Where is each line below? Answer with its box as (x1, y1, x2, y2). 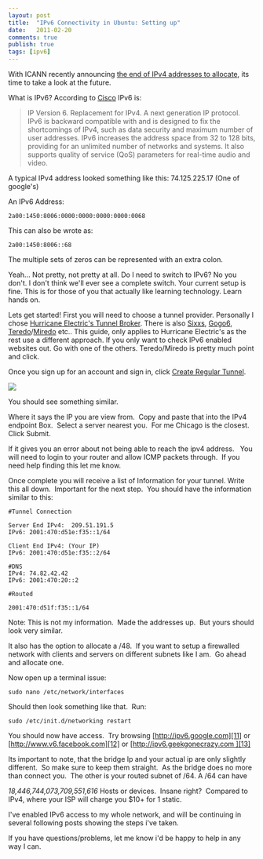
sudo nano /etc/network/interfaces (8, 688, 125, 696)
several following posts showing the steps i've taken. (8, 818, 179, 828)
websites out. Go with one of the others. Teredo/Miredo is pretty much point (8, 344, 254, 353)
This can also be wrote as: (8, 226, 93, 235)
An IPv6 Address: (8, 197, 64, 206)
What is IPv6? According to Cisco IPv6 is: (8, 93, 142, 102)
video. (27, 158, 49, 167)
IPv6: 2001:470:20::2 (8, 577, 79, 584)
